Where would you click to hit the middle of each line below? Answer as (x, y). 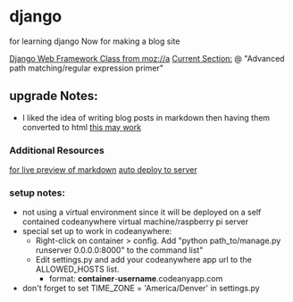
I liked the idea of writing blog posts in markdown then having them (146, 117)
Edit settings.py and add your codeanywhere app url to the (143, 260)
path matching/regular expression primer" (86, 68)
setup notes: (37, 192)
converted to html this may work (81, 127)
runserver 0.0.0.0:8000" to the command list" (119, 250)
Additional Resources (57, 150)
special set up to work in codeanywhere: (97, 231)
